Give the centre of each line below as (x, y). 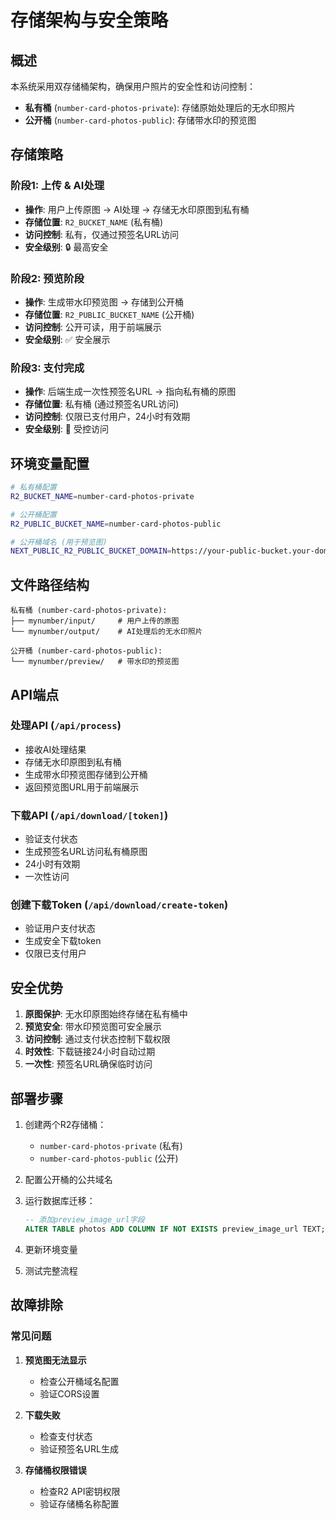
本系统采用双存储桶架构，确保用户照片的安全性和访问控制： (133, 86)
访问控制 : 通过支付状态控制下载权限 (97, 1039)
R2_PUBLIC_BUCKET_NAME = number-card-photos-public (116, 524)
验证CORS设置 (69, 1393)
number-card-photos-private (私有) (111, 1146)
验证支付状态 (51, 839)
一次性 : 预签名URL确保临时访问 (88, 1064)
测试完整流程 (51, 1270)
